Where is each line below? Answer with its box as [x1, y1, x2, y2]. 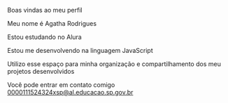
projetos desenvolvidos [7, 68, 75, 75]
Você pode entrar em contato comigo [7, 81, 115, 89]
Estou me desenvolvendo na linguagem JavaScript [7, 47, 153, 54]
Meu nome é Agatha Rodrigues [7, 19, 97, 27]
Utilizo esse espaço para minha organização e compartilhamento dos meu [7, 60, 222, 68]
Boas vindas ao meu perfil [7, 6, 83, 14]
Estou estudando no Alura [7, 33, 82, 41]
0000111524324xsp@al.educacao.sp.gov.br [7, 88, 134, 96]
